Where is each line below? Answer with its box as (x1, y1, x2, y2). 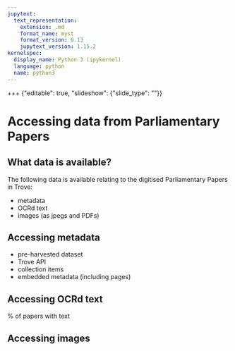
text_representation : (13, 17, 78, 24)
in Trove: (7, 183, 33, 191)
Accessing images (7, 332, 90, 344)
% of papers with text (7, 312, 71, 321)
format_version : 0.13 (20, 37, 83, 44)
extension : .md (20, 23, 65, 30)
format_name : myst (20, 30, 74, 37)
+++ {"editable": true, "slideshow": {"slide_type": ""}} (7, 89, 163, 97)
